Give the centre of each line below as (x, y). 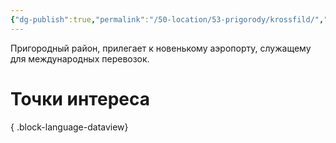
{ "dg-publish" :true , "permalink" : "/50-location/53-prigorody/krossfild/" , (167, 19)
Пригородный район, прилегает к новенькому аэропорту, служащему (161, 48)
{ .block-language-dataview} (69, 127)
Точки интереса (80, 98)
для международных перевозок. (80, 58)
